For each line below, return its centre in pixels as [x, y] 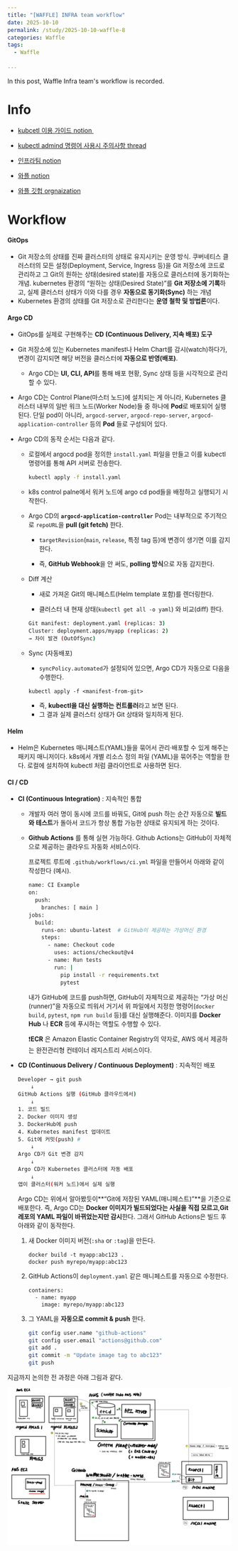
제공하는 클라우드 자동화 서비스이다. [91, 847]
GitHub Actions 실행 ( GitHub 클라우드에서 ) [77, 1094]
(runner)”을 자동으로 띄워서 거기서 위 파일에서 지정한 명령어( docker [121, 1006]
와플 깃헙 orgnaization [49, 190]
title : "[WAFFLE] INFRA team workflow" [66, 15]
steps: [51, 938]
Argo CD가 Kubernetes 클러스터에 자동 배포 [75, 1169]
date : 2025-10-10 [33, 22]
